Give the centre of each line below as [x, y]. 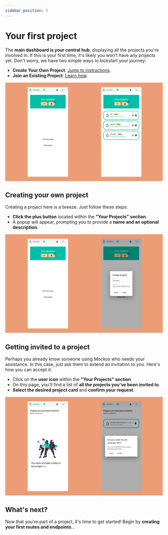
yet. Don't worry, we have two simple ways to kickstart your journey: [76, 61]
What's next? [26, 510]
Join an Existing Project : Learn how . [50, 76]
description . [25, 227]
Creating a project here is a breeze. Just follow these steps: [66, 207]
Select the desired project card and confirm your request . [73, 390]
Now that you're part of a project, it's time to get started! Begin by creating [82, 521]
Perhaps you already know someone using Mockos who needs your [75, 359]
